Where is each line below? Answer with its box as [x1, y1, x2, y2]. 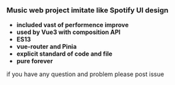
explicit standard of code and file [16, 50, 113, 58]
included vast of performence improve [16, 21, 129, 29]
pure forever [16, 57, 53, 65]
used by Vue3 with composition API [16, 28, 121, 36]
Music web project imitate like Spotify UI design [6, 5, 169, 15]
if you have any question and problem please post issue [6, 70, 165, 78]
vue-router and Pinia [16, 43, 77, 51]
